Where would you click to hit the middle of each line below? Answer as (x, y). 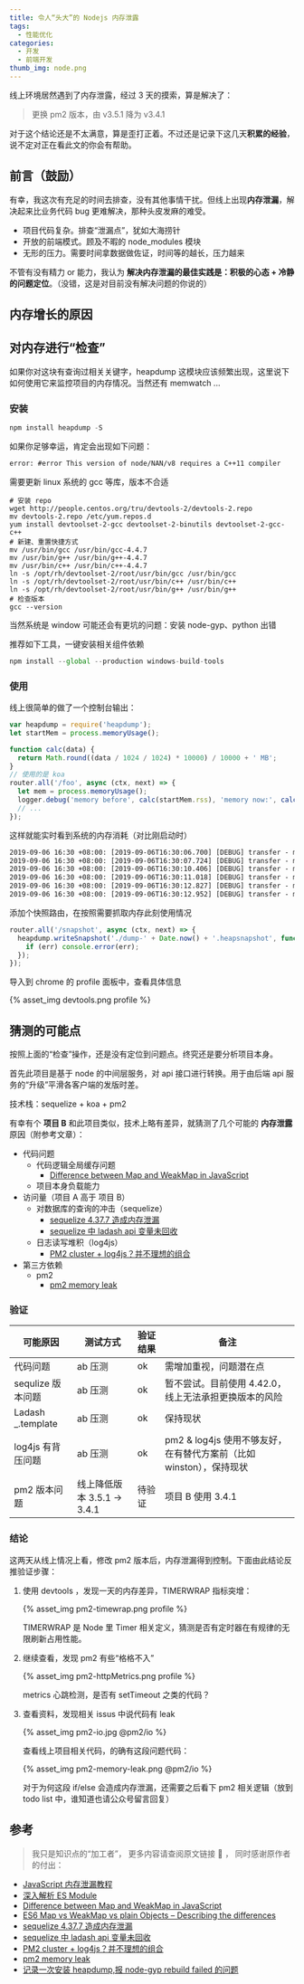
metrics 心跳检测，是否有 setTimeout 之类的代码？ (116, 1694)
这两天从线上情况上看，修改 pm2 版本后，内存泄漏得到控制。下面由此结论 (147, 1560)
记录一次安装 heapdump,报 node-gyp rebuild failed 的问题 (130, 1970)
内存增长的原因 (51, 314)
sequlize (32, 1383)
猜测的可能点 (45, 1031)
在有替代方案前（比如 (210, 1454)
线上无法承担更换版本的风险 (223, 1397)
